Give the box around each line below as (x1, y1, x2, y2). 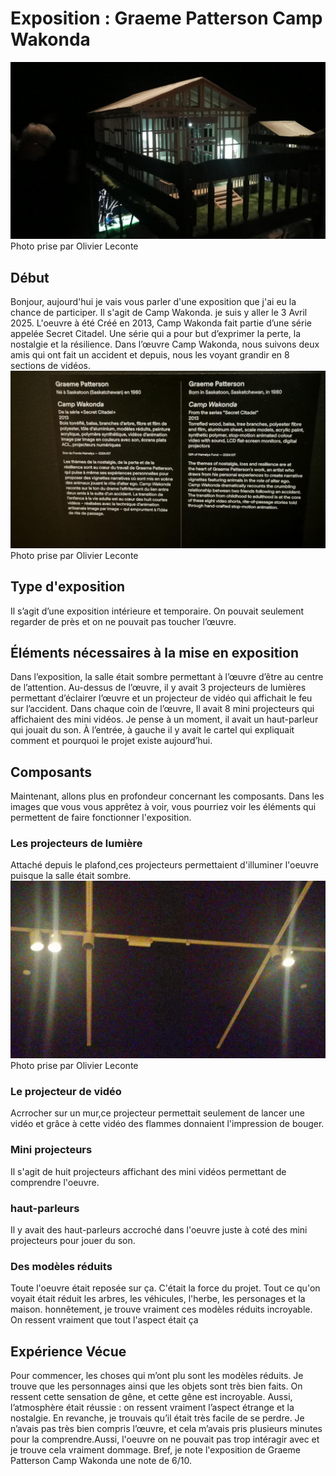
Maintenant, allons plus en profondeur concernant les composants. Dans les (10, 790, 325, 802)
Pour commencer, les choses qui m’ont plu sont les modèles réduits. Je (10, 1369, 304, 1381)
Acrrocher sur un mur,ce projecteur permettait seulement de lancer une (10, 1107, 305, 1119)
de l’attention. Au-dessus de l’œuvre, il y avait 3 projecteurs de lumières (10, 682, 307, 694)
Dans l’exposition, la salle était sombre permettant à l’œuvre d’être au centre (10, 671, 324, 683)
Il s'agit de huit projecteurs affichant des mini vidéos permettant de (10, 1165, 287, 1177)
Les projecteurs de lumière (10, 837, 143, 851)
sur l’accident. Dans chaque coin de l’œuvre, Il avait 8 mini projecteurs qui (10, 703, 315, 715)
